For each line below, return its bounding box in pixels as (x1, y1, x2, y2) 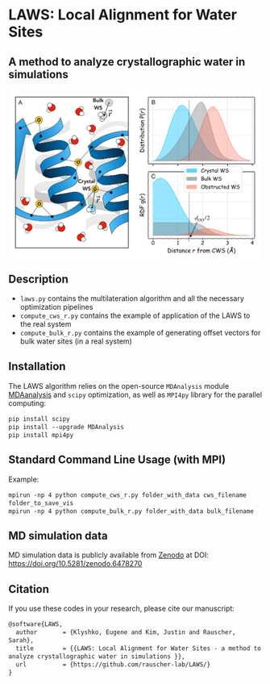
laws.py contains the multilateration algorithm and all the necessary (19, 294, 244, 303)
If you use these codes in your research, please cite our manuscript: (8, 603, 235, 614)
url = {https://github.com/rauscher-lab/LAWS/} (15, 661, 211, 669)
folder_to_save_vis (8, 498, 74, 507)
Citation (8, 582, 50, 596)
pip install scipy (8, 415, 70, 423)
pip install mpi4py (8, 431, 74, 439)
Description (8, 272, 69, 286)
